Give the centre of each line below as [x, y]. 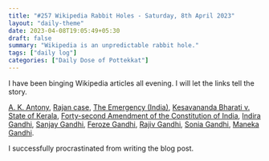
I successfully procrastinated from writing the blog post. [101, 148]
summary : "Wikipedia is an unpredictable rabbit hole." [104, 46]
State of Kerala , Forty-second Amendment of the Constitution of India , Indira [134, 115]
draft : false [30, 38]
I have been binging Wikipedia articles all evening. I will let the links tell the [131, 83]
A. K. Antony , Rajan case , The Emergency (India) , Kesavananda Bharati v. [129, 107]
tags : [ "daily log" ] [43, 53]
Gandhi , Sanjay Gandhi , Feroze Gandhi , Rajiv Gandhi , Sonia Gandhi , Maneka [134, 124]
